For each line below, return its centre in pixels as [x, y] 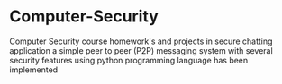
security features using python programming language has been [129, 60]
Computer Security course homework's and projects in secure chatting [141, 41]
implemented [34, 70]
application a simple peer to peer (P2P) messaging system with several [141, 50]
